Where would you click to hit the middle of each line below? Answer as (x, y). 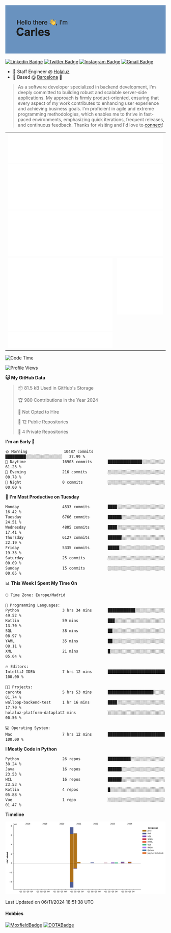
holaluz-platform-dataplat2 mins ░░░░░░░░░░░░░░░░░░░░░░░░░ (85, 713)
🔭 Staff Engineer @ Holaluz (41, 72)
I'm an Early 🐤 (20, 441)
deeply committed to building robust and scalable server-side (82, 93)
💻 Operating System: (28, 728)
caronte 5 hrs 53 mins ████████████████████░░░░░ (85, 692)
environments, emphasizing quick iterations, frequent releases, (98, 120)
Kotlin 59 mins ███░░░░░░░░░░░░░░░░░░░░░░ (85, 621)
